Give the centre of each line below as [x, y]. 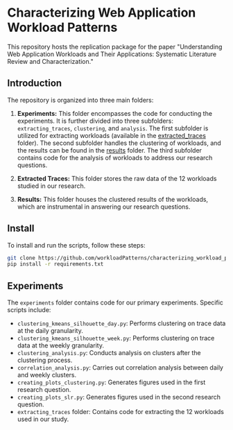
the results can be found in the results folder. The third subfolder [110, 150]
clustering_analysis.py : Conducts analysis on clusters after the [109, 353]
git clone [21, 258]
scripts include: [29, 310]
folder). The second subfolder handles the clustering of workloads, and [119, 143]
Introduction [35, 84]
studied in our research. [51, 186]
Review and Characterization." [50, 61]
